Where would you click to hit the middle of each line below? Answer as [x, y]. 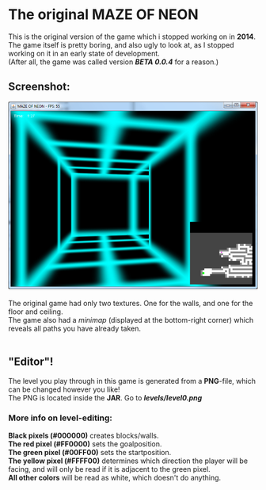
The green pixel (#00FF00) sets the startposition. [90, 452]
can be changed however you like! [64, 389]
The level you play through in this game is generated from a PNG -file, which [132, 381]
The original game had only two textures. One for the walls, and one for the [131, 303]
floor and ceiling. [36, 312]
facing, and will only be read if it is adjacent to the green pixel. [110, 469]
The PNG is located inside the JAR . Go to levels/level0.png [105, 397]
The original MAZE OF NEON [104, 15]
